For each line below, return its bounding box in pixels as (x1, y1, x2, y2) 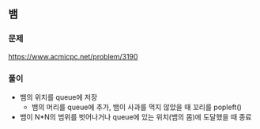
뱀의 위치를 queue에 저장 (19, 92, 98, 101)
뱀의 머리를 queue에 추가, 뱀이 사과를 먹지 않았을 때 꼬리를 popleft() (31, 102, 243, 112)
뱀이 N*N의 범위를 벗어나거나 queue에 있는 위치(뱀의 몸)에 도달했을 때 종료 (19, 112, 252, 121)
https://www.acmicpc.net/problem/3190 (8, 51, 138, 61)
